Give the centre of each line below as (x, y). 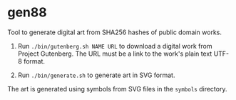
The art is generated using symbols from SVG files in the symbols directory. (117, 89)
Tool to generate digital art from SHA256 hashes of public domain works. (115, 32)
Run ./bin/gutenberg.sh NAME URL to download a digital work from (115, 46)
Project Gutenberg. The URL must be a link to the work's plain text (115, 54)
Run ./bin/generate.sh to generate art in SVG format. (96, 75)
